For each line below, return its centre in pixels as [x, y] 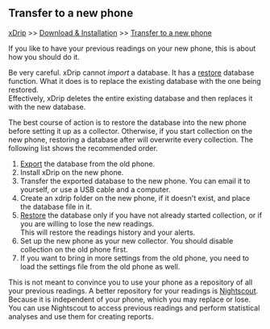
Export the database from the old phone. [87, 164]
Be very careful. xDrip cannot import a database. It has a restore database [131, 73]
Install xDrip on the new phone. [72, 172]
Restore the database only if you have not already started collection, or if [141, 215]
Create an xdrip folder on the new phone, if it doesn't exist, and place [135, 198]
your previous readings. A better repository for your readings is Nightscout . [133, 290]
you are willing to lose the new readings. [87, 223]
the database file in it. [56, 206]
